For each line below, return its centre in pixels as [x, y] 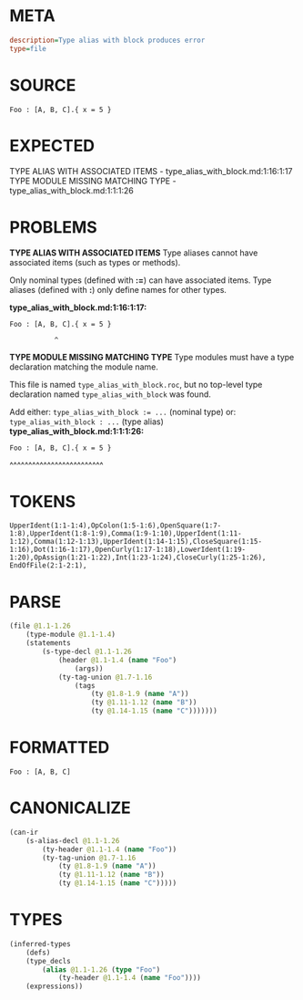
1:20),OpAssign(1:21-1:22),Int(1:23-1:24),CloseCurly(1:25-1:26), [138, 557]
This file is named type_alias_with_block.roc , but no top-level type [136, 384]
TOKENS [43, 501]
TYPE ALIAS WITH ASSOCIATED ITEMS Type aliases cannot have [134, 253]
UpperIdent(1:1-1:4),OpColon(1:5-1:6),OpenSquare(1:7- [116, 526]
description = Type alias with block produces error [107, 40]
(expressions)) [55, 986]
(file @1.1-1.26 [40, 626]
